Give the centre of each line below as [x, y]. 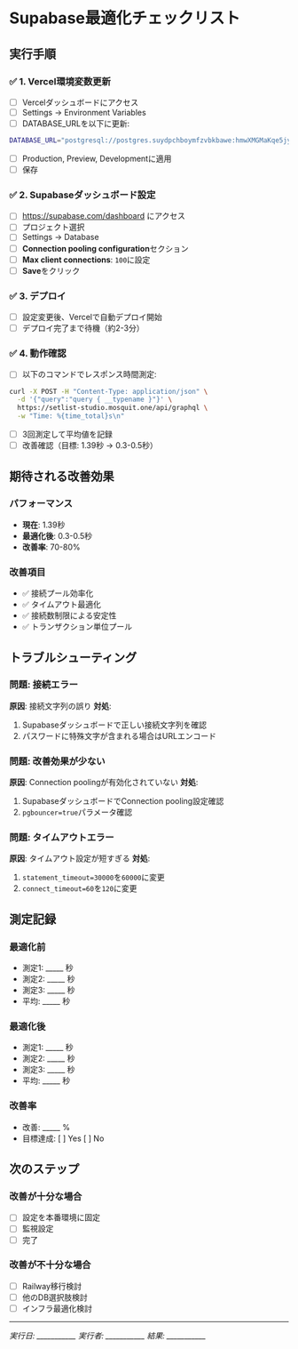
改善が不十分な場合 [50, 1265]
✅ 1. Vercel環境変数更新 [60, 81]
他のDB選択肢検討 [55, 1297]
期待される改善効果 [62, 476]
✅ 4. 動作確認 [38, 354]
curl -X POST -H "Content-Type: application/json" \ [109, 391]
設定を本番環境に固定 [61, 1217]
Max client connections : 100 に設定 [86, 260]
